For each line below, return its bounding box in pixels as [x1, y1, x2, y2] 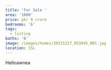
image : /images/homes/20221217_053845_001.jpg [5, 41, 106, 46]
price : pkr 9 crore [5, 17, 47, 22]
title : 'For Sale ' [5, 7, 47, 13]
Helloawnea [5, 59, 31, 65]
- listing [10, 31, 31, 36]
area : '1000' [5, 12, 33, 17]
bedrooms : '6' [5, 21, 36, 27]
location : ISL [5, 45, 36, 51]
